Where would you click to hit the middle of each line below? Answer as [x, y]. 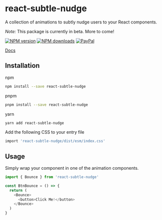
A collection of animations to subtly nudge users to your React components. [81, 22]
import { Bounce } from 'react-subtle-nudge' [52, 177]
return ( [18, 190]
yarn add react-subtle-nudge [35, 123]
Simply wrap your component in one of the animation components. [72, 168]
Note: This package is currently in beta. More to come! [60, 31]
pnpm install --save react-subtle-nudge [47, 105]
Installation [22, 66]
